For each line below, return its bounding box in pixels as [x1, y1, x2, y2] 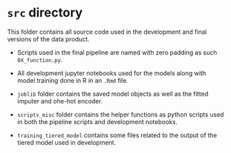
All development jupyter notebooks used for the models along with [17, 69, 207, 77]
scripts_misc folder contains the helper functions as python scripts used [17, 110, 224, 119]
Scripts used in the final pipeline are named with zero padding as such [17, 48, 217, 57]
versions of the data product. [7, 34, 90, 43]
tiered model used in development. [17, 138, 117, 146]
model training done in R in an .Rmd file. [17, 76, 129, 84]
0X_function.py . [17, 55, 63, 63]
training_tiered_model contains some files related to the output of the [17, 131, 217, 139]
